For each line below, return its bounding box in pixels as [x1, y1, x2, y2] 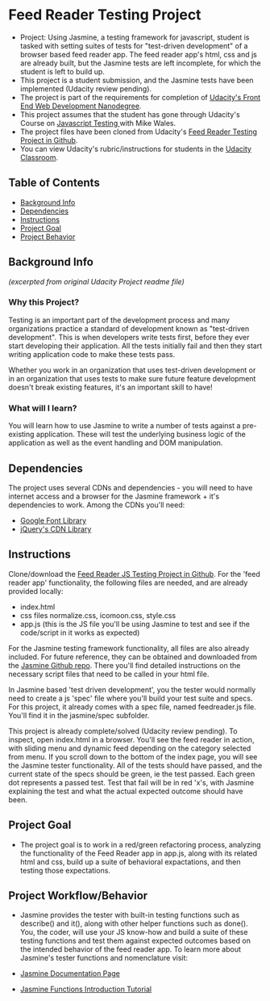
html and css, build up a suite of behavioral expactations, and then [19, 856, 241, 866]
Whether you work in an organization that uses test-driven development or [8, 365, 256, 375]
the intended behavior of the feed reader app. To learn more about [19, 944, 242, 954]
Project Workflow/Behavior [8, 889, 148, 902]
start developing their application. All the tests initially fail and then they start [8, 341, 263, 351]
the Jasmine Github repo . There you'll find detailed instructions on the [8, 660, 241, 670]
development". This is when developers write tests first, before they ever [8, 332, 250, 342]
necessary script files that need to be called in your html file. [8, 669, 210, 679]
